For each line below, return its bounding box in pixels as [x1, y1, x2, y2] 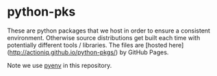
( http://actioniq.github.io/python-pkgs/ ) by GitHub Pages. [7, 48, 169, 56]
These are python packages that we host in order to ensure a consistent [7, 26, 211, 35]
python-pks [7, 4, 76, 20]
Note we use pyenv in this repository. [7, 61, 112, 69]
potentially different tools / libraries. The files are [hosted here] [7, 41, 184, 49]
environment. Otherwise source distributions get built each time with [7, 33, 201, 41]
